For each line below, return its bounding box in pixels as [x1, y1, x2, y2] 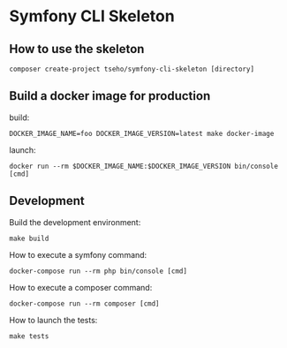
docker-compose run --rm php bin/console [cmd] [9, 267, 188, 276]
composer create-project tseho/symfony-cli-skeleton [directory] [9, 64, 254, 73]
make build [9, 234, 49, 243]
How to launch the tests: [9, 314, 98, 325]
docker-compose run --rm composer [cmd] [9, 299, 161, 308]
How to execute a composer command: [9, 282, 153, 292]
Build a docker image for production [9, 88, 211, 103]
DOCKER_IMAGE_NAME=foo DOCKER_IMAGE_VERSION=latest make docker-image [9, 129, 275, 138]
